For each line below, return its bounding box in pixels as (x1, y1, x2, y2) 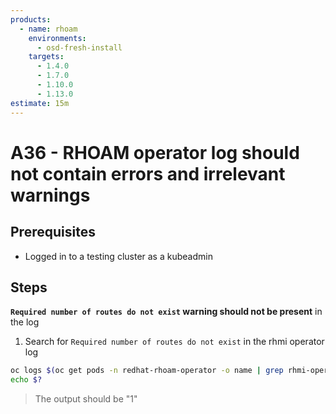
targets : (28, 52, 65, 62)
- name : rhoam (19, 24, 78, 34)
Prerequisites (10, 224, 96, 241)
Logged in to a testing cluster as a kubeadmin (24, 250, 213, 262)
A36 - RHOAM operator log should (10, 141, 300, 164)
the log (10, 316, 40, 328)
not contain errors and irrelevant (10, 162, 286, 185)
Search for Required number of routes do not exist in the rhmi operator (24, 336, 325, 348)
